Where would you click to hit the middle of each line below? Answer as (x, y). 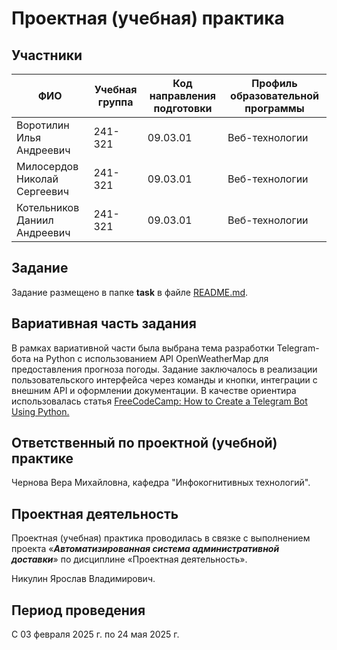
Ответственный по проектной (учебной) (144, 443)
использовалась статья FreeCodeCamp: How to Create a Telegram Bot (159, 401)
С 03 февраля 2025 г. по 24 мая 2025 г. (95, 634)
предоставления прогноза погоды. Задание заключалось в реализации (164, 369)
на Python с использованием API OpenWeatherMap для (151, 358)
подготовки (183, 108)
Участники (47, 55)
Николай (37, 179)
